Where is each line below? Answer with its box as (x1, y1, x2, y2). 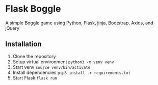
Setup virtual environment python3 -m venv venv (12, 59, 114, 65)
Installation (5, 40, 42, 49)
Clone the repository (12, 53, 56, 59)
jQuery (5, 25, 19, 31)
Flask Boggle (5, 3, 61, 15)
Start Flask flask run (12, 74, 58, 81)
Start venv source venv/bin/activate (12, 64, 91, 70)
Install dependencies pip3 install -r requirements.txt (12, 69, 131, 75)
